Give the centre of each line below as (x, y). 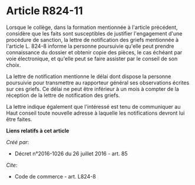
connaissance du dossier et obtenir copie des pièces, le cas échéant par (94, 52)
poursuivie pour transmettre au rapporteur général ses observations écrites (98, 82)
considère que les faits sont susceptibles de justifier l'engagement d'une (94, 33)
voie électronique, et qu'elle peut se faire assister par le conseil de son (92, 59)
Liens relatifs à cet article (38, 131)
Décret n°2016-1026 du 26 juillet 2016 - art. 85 (71, 153)
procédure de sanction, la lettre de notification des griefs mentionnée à (92, 40)
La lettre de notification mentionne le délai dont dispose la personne (89, 76)
